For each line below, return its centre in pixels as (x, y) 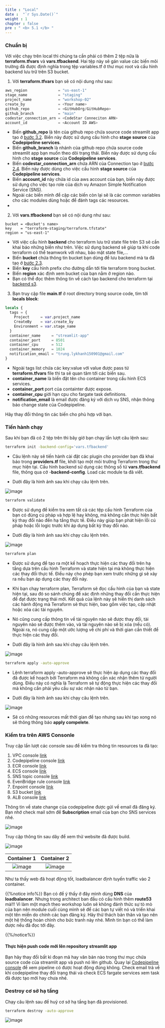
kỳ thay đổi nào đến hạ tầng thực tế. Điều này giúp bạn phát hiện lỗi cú (84, 520)
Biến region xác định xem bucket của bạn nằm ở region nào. (74, 274)
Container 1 (22, 858)
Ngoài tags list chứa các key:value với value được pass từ (70, 368)
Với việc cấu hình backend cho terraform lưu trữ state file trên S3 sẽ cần (86, 242)
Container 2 (55, 858)
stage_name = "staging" (44, 95)
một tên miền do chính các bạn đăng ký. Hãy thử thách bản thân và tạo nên (82, 915)
